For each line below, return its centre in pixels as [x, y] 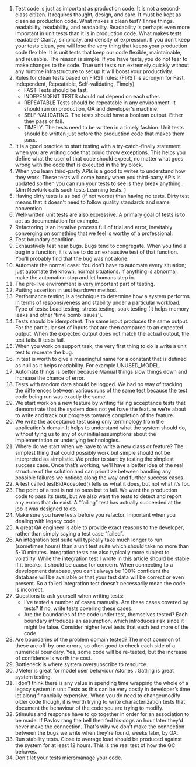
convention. [29, 208]
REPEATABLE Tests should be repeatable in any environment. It [99, 103]
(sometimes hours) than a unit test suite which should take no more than [102, 546]
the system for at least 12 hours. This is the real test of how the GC [95, 745]
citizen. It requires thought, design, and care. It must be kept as [105, 15]
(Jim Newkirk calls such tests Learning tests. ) [71, 190]
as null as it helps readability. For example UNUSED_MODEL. [88, 365]
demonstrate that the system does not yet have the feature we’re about [100, 409]
